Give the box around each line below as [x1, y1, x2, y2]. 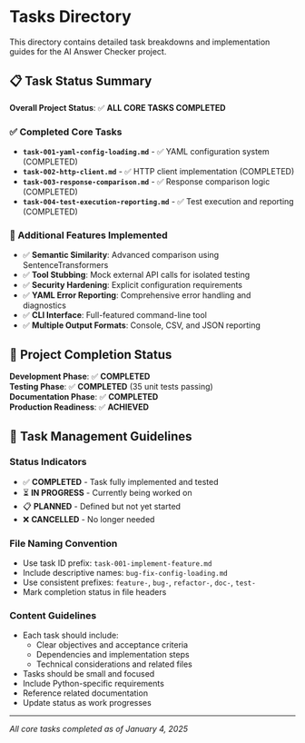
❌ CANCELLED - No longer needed [22, 513, 155, 524]
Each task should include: [22, 629, 120, 641]
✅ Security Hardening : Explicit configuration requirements [22, 280, 243, 291]
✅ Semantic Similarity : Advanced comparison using [22, 250, 220, 261]
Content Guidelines [9, 609, 97, 622]
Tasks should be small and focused [22, 669, 155, 679]
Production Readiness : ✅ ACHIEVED [9, 401, 150, 412]
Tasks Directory [9, 6, 132, 27]
